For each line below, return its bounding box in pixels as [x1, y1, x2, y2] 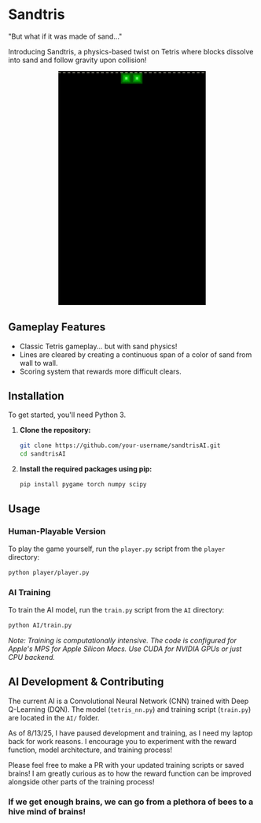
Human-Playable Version [8, 526, 106, 537]
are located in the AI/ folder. [8, 713, 100, 722]
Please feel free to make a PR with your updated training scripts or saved [8, 760, 244, 769]
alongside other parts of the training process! [8, 776, 155, 786]
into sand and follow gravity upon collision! [8, 55, 147, 65]
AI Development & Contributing [8, 676, 164, 689]
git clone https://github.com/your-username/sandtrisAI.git [19, 441, 221, 450]
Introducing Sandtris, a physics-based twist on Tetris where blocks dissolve [8, 47, 254, 56]
